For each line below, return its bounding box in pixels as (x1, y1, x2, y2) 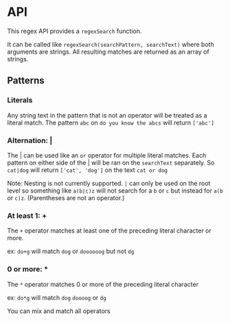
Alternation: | (7, 136, 53, 145)
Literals (7, 96, 33, 105)
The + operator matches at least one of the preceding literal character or (7, 226, 211, 235)
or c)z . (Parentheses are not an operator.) (7, 193, 125, 202)
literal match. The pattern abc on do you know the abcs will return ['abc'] (7, 118, 215, 127)
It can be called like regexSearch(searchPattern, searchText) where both (7, 40, 214, 48)
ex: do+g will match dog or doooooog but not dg (7, 247, 135, 255)
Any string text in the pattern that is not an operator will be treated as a (7, 111, 207, 119)
